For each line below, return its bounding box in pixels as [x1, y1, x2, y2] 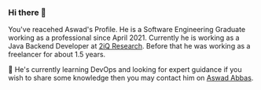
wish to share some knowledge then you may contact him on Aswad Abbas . [8, 74, 254, 83]
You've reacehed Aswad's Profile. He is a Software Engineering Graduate [8, 25, 246, 34]
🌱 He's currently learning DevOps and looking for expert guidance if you [8, 65, 242, 74]
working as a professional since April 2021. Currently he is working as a [8, 33, 240, 42]
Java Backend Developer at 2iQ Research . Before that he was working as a [8, 41, 251, 51]
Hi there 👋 [8, 7, 47, 18]
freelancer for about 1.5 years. [8, 50, 106, 59]
